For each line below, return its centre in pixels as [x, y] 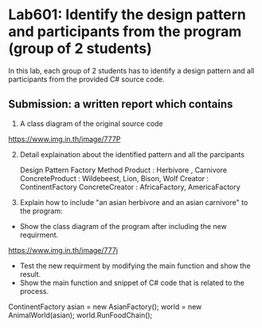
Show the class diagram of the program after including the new [123, 226]
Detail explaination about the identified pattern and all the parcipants [132, 154]
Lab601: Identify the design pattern [127, 15]
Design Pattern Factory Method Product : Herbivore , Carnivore [123, 170]
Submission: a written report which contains [121, 104]
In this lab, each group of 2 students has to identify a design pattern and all [131, 70]
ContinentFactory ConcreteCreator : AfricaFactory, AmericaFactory [130, 187]
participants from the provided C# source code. [86, 79]
